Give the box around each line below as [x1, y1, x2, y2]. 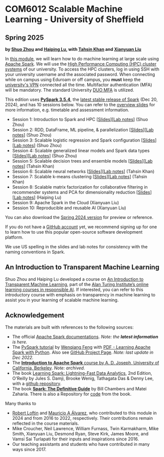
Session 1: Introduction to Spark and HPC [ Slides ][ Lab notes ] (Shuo [12, 117, 148, 122]
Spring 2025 [5, 33, 44, 42]
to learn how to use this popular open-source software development [5, 229, 143, 235]
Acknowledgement [5, 311, 65, 319]
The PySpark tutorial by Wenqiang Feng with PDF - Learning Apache [12, 344, 151, 350]
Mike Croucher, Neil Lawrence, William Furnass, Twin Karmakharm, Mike [12, 425, 159, 432]
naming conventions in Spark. [5, 249, 65, 255]
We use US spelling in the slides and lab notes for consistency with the [5, 244, 148, 249]
